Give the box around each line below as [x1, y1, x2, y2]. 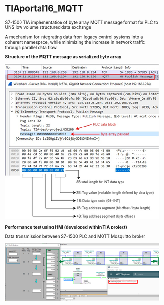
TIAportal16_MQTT [5, 3, 84, 14]
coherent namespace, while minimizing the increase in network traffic [5, 39, 145, 45]
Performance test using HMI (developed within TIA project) [5, 224, 128, 229]
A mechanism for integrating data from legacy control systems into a [5, 34, 143, 40]
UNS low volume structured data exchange [5, 24, 92, 30]
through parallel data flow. [5, 44, 58, 50]
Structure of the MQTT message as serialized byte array [5, 53, 122, 59]
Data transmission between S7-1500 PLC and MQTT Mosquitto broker [5, 233, 145, 239]
